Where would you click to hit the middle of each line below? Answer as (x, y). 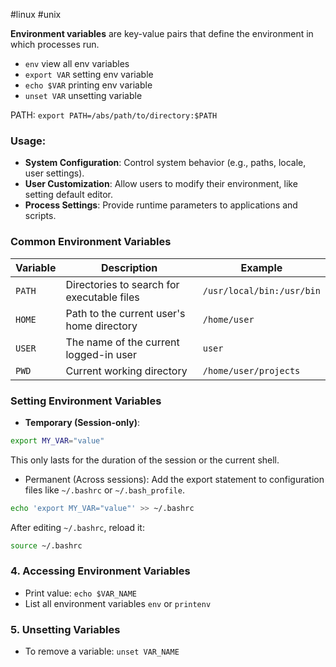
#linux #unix (36, 14)
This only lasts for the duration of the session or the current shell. (145, 460)
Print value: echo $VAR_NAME (81, 593)
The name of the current (122, 342)
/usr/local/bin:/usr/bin (261, 290)
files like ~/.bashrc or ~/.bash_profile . (104, 490)
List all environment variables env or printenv (118, 603)
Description (129, 267)
